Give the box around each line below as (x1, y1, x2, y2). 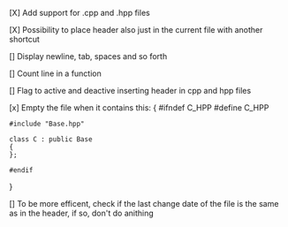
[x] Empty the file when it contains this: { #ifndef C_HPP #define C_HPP (9, 102, 269, 113)
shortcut (9, 34, 40, 44)
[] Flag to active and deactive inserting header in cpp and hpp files (9, 86, 252, 95)
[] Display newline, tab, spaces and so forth (9, 51, 168, 61)
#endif (9, 166, 34, 175)
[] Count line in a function (9, 68, 102, 79)
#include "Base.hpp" (9, 119, 86, 128)
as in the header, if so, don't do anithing (9, 208, 155, 218)
